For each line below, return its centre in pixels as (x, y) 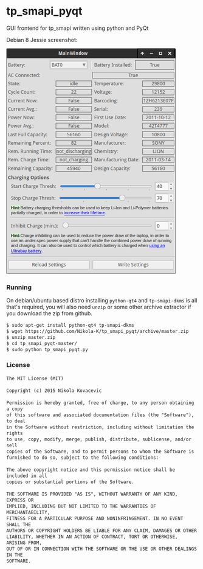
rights (15, 433)
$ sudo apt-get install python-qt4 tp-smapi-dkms (71, 326)
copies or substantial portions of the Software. (71, 482)
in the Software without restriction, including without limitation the (100, 427)
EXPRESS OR (20, 500)
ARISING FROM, (24, 543)
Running (19, 287)
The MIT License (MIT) (35, 379)
